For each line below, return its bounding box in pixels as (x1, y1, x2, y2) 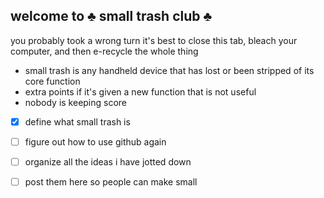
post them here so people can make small (24, 176, 198, 188)
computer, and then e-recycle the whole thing (10, 45, 199, 57)
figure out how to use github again (24, 135, 167, 148)
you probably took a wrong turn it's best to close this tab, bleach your (10, 34, 298, 46)
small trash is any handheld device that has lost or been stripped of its (24, 64, 315, 76)
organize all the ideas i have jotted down (24, 155, 192, 168)
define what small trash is (24, 115, 131, 128)
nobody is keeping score (24, 96, 128, 108)
